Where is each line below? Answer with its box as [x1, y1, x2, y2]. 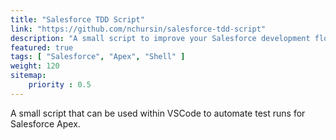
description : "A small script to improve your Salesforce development [10, 33, 311, 43]
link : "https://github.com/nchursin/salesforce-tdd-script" [10, 24, 267, 34]
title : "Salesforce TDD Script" [10, 14, 145, 25]
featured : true [10, 42, 74, 53]
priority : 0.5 [28, 80, 92, 90]
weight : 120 [10, 61, 60, 71]
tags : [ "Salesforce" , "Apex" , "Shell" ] [10, 52, 186, 62]
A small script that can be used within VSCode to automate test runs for [10, 107, 306, 119]
